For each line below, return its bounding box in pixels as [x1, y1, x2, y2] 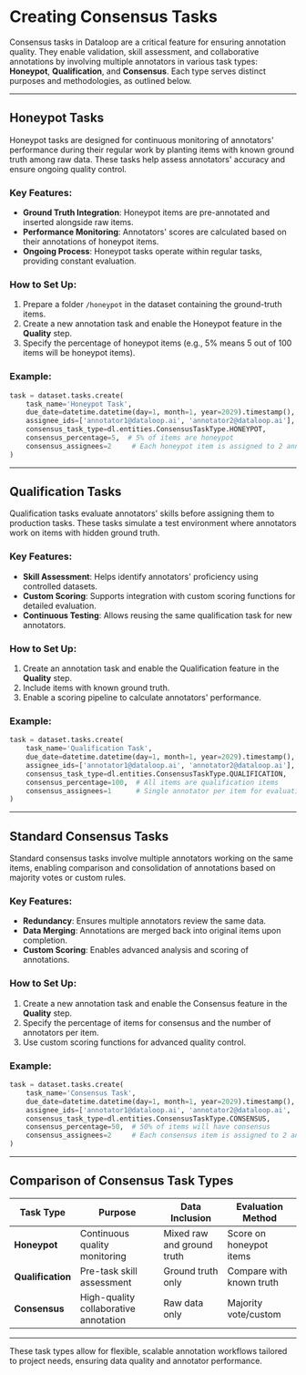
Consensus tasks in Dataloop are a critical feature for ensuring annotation [9, 36, 287, 47]
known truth [227, 1276, 280, 1288]
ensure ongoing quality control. [9, 163, 127, 174]
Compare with [227, 1265, 288, 1277]
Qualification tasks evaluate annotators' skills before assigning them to [9, 508, 275, 519]
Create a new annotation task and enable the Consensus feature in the [22, 998, 288, 1008]
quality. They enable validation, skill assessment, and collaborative [9, 46, 260, 57]
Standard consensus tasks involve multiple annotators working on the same [9, 853, 293, 863]
